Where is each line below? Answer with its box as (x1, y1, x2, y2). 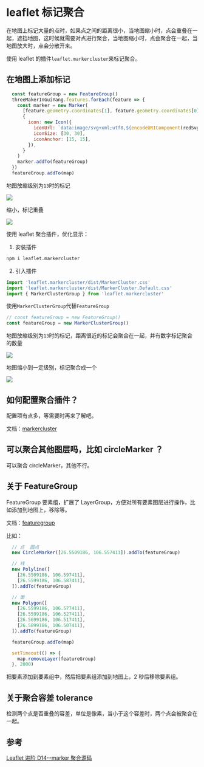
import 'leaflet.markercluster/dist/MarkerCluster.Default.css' (6, 285, 172, 291)
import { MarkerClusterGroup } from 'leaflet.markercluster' (6, 291, 165, 297)
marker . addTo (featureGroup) (17, 159, 88, 165)
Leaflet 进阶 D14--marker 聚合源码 (6, 754, 92, 762)
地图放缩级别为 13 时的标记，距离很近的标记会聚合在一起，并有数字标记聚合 (6, 332, 193, 339)
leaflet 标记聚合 (6, 5, 85, 19)
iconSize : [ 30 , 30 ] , (33, 130, 86, 137)
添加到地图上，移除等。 (11, 506, 70, 514)
